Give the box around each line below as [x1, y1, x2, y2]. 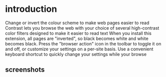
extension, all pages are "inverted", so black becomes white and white [5, 36, 149, 41]
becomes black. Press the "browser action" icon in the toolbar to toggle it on [5, 40, 162, 46]
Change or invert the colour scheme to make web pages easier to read [5, 20, 150, 26]
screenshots [5, 66, 45, 74]
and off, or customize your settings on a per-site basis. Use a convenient [5, 46, 154, 52]
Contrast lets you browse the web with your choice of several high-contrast [5, 25, 160, 31]
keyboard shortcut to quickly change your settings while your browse [5, 51, 147, 57]
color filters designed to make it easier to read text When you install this [5, 30, 152, 36]
